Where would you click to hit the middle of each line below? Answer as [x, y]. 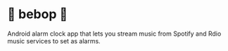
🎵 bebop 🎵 [38, 14]
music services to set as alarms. [54, 41]
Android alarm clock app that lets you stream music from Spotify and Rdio [114, 34]
